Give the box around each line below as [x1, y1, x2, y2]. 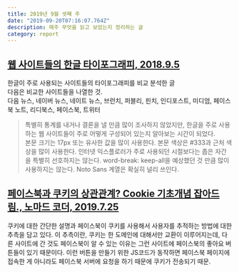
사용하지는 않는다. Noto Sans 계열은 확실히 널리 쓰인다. [24, 165, 180, 174]
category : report [7, 30, 59, 38]
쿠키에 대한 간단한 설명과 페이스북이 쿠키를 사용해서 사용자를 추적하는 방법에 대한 [7, 221, 233, 230]
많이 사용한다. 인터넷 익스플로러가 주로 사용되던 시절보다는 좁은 [38, 147, 214, 156]
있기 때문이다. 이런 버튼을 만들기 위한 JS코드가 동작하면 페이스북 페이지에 [26, 248, 230, 256]
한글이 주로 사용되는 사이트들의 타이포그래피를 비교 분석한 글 [7, 79, 176, 88]
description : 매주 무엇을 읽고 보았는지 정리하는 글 [7, 23, 143, 31]
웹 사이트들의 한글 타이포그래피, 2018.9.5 [7, 58, 180, 70]
